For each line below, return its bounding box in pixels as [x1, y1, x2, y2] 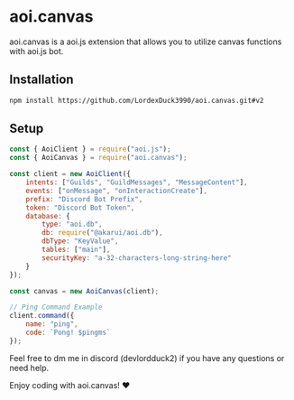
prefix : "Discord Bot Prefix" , [25, 194, 143, 204]
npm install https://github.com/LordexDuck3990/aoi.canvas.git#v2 [9, 96, 264, 105]
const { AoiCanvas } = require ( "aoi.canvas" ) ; [9, 153, 188, 163]
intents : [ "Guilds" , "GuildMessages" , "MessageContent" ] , [25, 178, 248, 187]
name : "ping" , [25, 320, 78, 329]
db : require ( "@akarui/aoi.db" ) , [41, 228, 164, 237]
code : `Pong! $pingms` [25, 328, 111, 338]
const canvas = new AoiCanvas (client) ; [9, 286, 160, 295]
